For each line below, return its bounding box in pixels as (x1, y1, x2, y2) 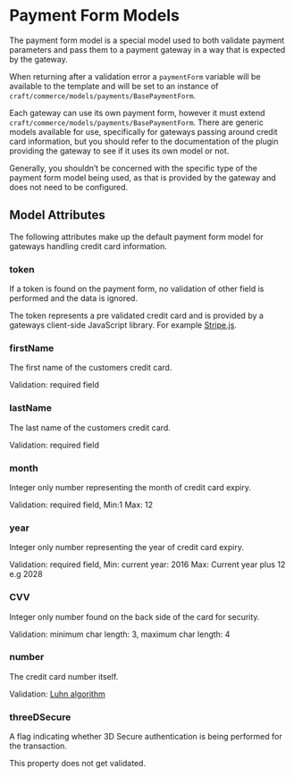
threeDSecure (9, 711, 71, 723)
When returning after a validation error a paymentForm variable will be (9, 71, 261, 81)
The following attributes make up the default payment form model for (9, 231, 264, 242)
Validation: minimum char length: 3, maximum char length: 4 (9, 629, 231, 639)
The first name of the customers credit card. (9, 363, 172, 373)
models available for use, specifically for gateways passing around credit (9, 126, 279, 137)
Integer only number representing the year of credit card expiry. (9, 542, 244, 553)
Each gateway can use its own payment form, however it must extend (9, 107, 265, 118)
